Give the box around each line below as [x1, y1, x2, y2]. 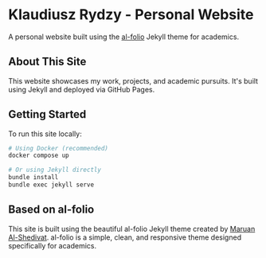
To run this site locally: [8, 129, 82, 139]
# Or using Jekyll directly [8, 166, 102, 174]
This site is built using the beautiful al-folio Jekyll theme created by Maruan [8, 224, 256, 233]
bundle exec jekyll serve [8, 181, 94, 189]
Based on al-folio [8, 203, 95, 217]
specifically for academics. [8, 240, 97, 250]
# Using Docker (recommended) [8, 144, 109, 152]
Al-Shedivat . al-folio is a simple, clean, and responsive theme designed [8, 233, 241, 242]
